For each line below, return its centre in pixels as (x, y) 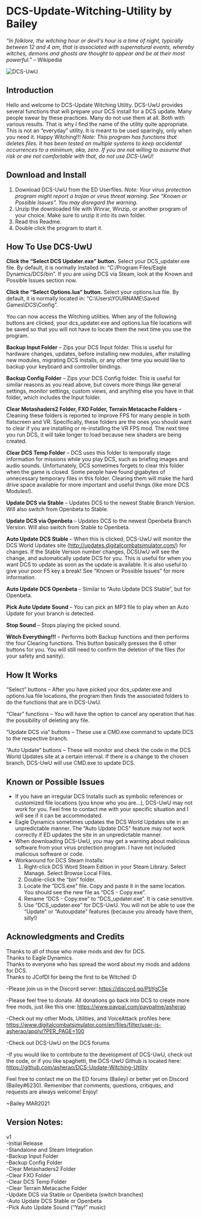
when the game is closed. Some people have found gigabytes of (86, 472)
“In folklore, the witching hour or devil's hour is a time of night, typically (95, 40)
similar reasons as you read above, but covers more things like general (94, 385)
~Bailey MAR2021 (28, 1103)
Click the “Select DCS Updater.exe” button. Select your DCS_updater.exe (98, 261)
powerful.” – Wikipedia (34, 60)
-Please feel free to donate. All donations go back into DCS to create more (98, 1000)
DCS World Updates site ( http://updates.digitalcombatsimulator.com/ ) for (96, 546)
